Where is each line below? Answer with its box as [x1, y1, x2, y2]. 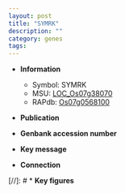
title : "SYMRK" [8, 19, 60, 28]
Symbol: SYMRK [31, 80, 87, 90]
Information [19, 64, 61, 74]
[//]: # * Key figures [8, 176, 74, 186]
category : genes [8, 34, 63, 43]
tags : [8, 42, 27, 50]
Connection [19, 160, 60, 170]
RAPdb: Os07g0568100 [31, 97, 110, 107]
